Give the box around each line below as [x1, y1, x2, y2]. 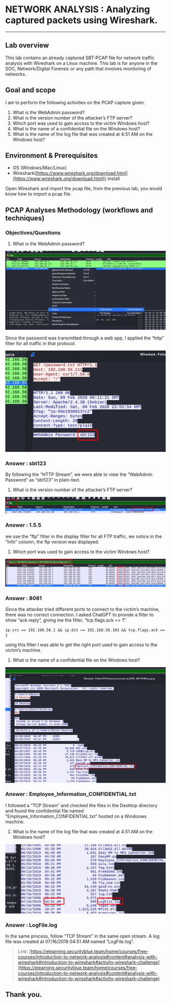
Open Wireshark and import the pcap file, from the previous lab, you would [5, 186, 162, 192]
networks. [5, 71, 26, 77]
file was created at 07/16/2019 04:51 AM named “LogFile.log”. [5, 939, 134, 945]
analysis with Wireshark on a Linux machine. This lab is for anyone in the [5, 60, 158, 66]
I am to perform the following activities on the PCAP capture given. [5, 99, 145, 105]
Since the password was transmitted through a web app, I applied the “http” [5, 335, 164, 341]
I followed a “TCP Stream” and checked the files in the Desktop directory [5, 802, 158, 808]
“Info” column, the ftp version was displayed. [5, 538, 99, 545]
